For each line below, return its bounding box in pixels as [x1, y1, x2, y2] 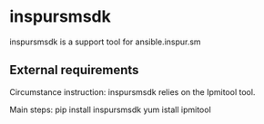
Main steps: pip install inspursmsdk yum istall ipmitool [9, 104, 211, 115]
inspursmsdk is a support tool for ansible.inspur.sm [9, 36, 202, 47]
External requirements [9, 62, 139, 78]
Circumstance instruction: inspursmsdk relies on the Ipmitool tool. [9, 86, 256, 97]
